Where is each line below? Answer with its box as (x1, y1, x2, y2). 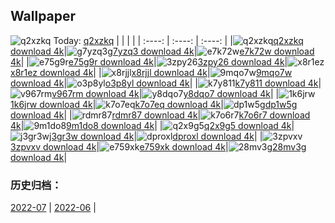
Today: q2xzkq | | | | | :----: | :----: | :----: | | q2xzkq (53, 34, 304, 46)
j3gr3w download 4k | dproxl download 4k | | (49, 130, 263, 142)
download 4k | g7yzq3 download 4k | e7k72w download (10, 45, 315, 57)
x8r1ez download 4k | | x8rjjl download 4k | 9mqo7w (10, 66, 293, 78)
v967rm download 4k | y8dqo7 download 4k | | (51, 87, 280, 99)
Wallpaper (10, 8, 77, 25)
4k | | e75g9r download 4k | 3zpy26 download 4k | (10, 55, 288, 68)
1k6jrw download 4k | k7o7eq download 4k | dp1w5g (10, 98, 298, 110)
